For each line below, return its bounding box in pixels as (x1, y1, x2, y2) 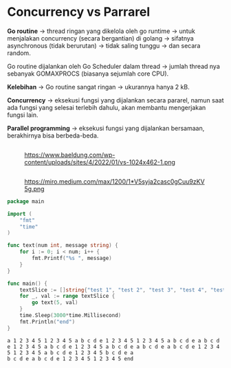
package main (7, 197, 45, 205)
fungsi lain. (7, 111, 38, 119)
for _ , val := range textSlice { (19, 293, 115, 300)
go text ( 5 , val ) (32, 299, 78, 306)
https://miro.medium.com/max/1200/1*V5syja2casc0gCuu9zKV (24, 177, 205, 186)
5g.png (24, 184, 45, 193)
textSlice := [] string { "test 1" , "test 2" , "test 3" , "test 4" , (19, 286, 208, 293)
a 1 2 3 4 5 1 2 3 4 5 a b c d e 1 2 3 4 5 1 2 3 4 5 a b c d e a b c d (7, 337, 220, 344)
